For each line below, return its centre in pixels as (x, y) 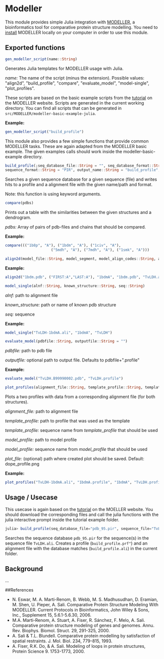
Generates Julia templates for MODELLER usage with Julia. (64, 68)
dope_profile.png (22, 464)
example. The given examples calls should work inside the (64, 151)
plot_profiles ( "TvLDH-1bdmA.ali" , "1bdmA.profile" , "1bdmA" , (69, 482)
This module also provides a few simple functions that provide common (77, 141)
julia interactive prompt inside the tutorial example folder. (62, 520)
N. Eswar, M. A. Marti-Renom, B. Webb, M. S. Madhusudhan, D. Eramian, (85, 599)
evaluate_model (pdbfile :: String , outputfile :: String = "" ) (66, 341)
